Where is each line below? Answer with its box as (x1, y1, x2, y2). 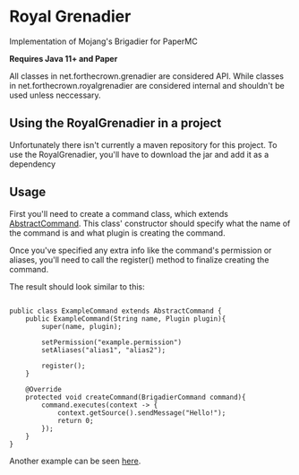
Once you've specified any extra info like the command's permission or (9, 245, 272, 255)
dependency (9, 159, 56, 169)
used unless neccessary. (9, 90, 101, 100)
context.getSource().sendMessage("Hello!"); (56, 408, 226, 418)
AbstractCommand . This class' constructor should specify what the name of (9, 218, 291, 229)
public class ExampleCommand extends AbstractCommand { (9, 307, 222, 315)
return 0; (56, 416, 94, 425)
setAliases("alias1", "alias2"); (41, 345, 167, 355)
